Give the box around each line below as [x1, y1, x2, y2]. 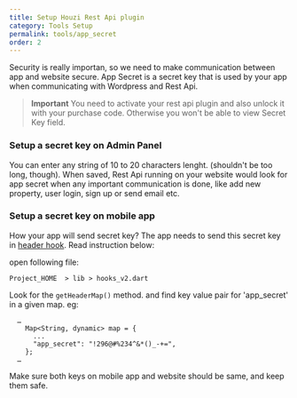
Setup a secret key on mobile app [9, 210, 155, 222]
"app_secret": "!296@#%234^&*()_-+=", [32, 339, 176, 348]
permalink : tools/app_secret [9, 29, 117, 38]
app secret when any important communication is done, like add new [9, 179, 262, 189]
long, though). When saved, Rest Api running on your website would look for [9, 169, 288, 179]
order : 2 [9, 37, 42, 47]
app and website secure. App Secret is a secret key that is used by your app [9, 72, 288, 83]
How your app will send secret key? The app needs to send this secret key [9, 230, 281, 241]
